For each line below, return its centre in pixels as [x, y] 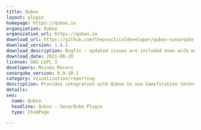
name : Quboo [27, 101]
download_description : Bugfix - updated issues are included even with [97, 51]
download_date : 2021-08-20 [40, 56]
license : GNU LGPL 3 [32, 62]
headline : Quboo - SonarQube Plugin [57, 106]
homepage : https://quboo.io [41, 23]
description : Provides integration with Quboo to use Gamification [92, 84]
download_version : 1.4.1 [37, 46]
